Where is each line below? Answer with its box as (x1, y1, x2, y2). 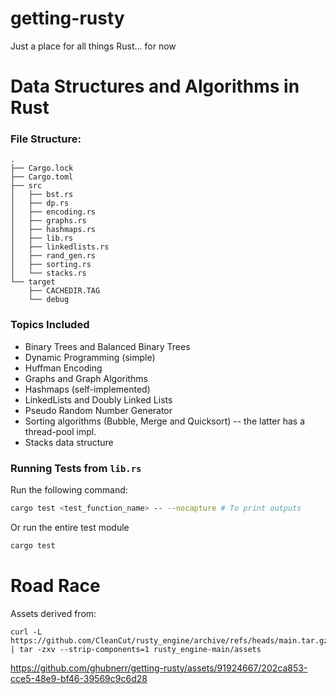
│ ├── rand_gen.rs (10, 251, 97, 261)
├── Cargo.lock (10, 163, 74, 174)
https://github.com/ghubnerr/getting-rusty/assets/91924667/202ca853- (10, 662, 308, 674)
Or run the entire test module (10, 521, 130, 533)
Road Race (10, 574, 101, 597)
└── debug (28, 295, 70, 305)
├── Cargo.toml (10, 172, 74, 182)
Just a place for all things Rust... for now (10, 40, 177, 52)
